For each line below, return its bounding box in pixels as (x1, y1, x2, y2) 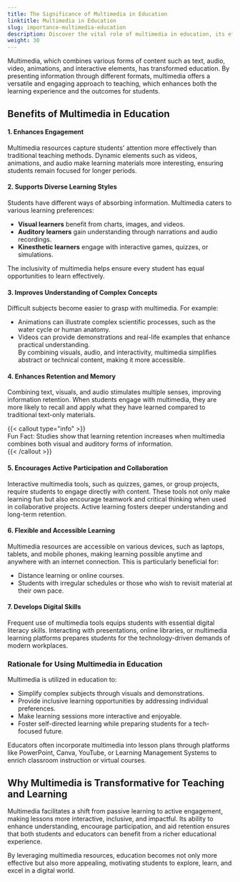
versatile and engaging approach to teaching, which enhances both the (7, 79, 218, 88)
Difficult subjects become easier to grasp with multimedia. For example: (7, 304, 219, 313)
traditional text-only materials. (7, 411, 96, 419)
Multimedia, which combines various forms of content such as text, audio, (7, 56, 226, 65)
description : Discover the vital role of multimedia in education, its (7, 30, 225, 38)
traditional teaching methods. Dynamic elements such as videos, (7, 151, 198, 159)
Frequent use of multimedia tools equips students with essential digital (7, 618, 215, 627)
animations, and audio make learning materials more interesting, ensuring (7, 159, 224, 167)
